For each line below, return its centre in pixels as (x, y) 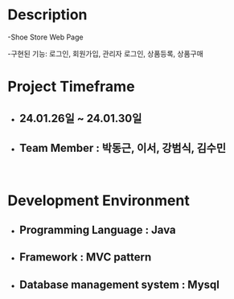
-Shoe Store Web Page (45, 37)
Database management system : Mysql (119, 284)
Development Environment (99, 201)
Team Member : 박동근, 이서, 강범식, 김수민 (123, 147)
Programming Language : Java (97, 229)
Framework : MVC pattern (85, 258)
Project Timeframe (71, 87)
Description (47, 15)
